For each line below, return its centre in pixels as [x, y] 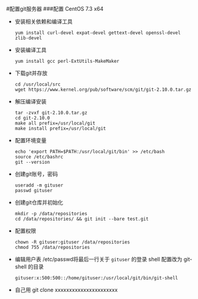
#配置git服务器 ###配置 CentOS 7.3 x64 [55, 9]
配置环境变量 [30, 140]
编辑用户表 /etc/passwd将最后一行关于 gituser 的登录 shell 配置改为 [99, 259]
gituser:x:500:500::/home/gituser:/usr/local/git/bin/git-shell [96, 278]
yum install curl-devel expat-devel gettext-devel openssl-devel [98, 33]
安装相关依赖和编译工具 [44, 22]
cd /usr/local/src [38, 84]
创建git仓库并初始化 [39, 202]
